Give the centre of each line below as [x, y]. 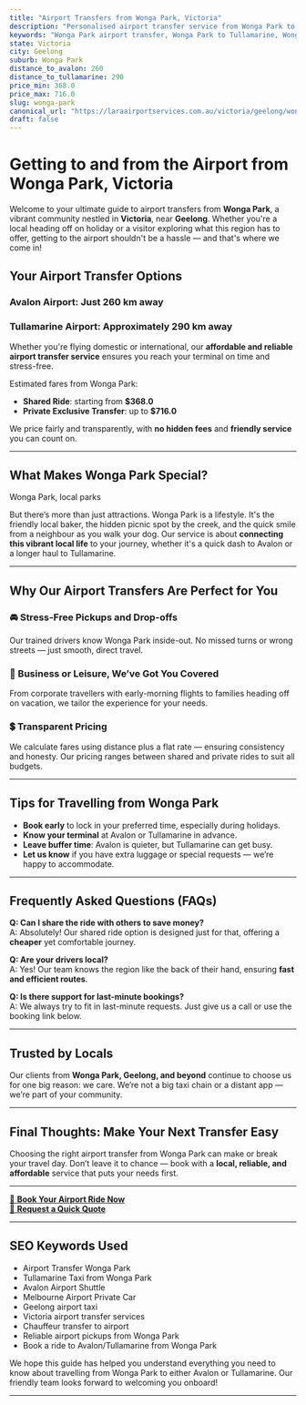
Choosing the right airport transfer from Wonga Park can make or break [143, 1154]
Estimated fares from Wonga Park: [74, 383]
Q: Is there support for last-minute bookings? [97, 997]
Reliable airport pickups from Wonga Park [101, 1336]
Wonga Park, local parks [56, 497]
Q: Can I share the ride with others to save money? [107, 923]
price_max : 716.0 [42, 94]
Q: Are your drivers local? [59, 960]
